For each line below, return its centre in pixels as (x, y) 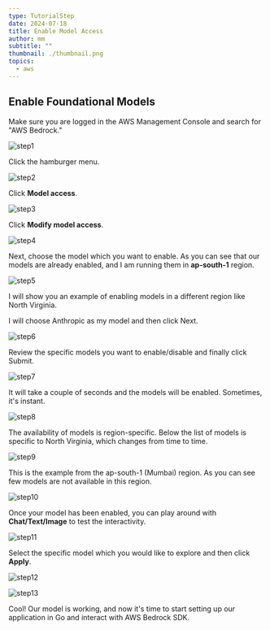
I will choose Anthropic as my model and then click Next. (103, 320)
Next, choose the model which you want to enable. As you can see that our (134, 256)
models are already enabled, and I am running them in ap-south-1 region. (131, 264)
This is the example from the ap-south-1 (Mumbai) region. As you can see (132, 472)
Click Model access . (43, 193)
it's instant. (27, 401)
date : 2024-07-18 (38, 24)
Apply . (20, 561)
